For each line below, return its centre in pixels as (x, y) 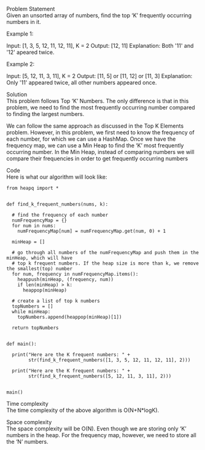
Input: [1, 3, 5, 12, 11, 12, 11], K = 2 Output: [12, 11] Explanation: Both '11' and (100, 46)
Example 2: (21, 64)
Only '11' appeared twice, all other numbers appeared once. (82, 83)
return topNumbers (36, 328)
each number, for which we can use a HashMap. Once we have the (91, 139)
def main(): (21, 344)
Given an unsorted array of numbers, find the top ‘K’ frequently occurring (99, 15)
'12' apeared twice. (30, 52)
